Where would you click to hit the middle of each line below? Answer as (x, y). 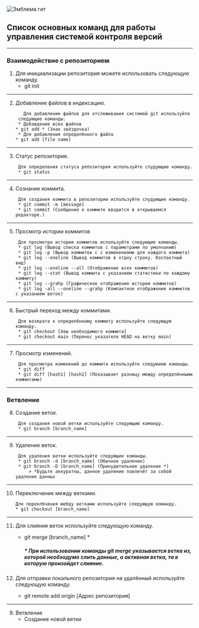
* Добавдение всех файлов (50, 124)
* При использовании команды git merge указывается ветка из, (107, 551)
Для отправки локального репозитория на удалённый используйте (100, 578)
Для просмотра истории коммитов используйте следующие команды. (99, 242)
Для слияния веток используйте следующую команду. (84, 526)
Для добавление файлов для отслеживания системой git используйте (107, 114)
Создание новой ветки (53, 619)
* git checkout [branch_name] (53, 509)
